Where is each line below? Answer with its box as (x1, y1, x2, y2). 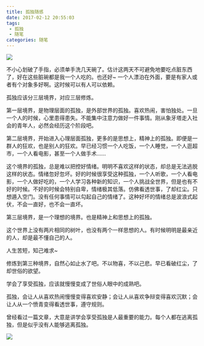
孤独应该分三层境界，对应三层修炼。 (6, 94, 97, 101)
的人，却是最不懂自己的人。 (6, 234, 76, 241)
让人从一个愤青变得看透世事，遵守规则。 (6, 301, 107, 308)
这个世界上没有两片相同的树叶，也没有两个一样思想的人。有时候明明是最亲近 (6, 227, 198, 233)
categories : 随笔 (6, 37, 49, 43)
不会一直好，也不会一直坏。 (16, 201, 86, 208)
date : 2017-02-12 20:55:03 (6, 15, 75, 21)
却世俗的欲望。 (6, 267, 44, 274)
